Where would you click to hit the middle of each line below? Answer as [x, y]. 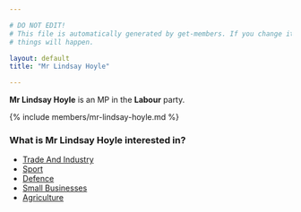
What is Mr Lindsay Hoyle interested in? [98, 140]
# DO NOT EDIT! [38, 25]
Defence [38, 179]
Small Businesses [55, 188]
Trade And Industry [58, 160]
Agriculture [43, 198]
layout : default [39, 58]
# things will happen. [52, 42]
